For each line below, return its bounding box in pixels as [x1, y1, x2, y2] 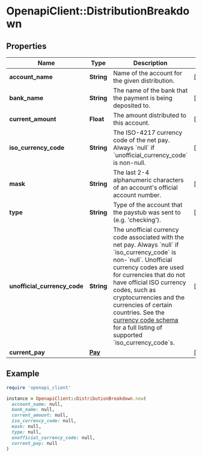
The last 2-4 [113, 169, 149, 176]
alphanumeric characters [113, 176, 184, 184]
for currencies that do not [113, 271, 185, 279]
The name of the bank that [113, 86, 188, 95]
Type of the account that [113, 201, 183, 209]
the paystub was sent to [113, 208, 181, 216]
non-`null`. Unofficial [113, 256, 173, 264]
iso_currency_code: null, [11, 418, 77, 424]
